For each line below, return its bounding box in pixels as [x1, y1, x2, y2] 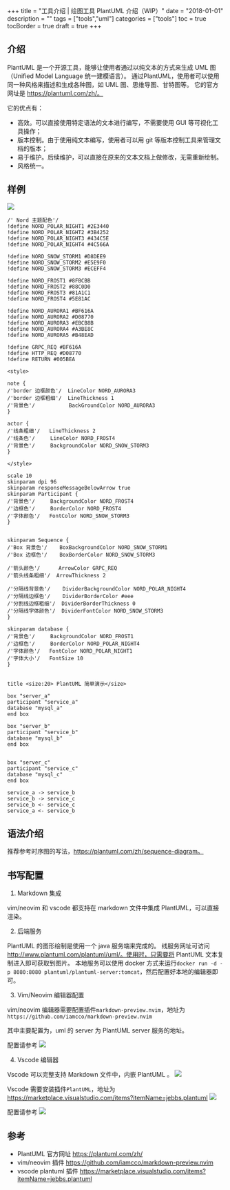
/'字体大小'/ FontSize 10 [7, 655, 84, 662]
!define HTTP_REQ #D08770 [7, 349, 81, 356]
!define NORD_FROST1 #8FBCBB [7, 277, 91, 284]
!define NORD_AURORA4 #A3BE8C [7, 325, 94, 332]
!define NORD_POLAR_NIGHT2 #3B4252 [7, 229, 109, 236]
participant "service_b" [7, 729, 79, 736]
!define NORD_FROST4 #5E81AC [7, 295, 91, 303]
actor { [7, 420, 30, 427]
